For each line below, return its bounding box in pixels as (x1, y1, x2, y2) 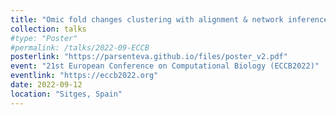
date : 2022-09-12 (10, 80, 83, 90)
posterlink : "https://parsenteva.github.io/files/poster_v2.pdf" (10, 52, 288, 62)
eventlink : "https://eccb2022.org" (10, 71, 159, 81)
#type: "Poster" (10, 33, 78, 43)
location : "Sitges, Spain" (10, 89, 123, 99)
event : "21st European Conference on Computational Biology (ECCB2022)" (10, 61, 320, 71)
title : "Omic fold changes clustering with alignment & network (10, 14, 284, 25)
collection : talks (10, 24, 87, 34)
